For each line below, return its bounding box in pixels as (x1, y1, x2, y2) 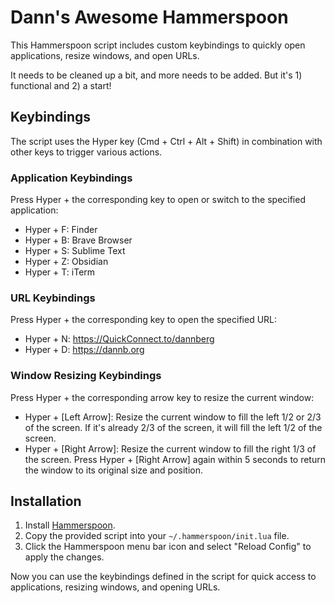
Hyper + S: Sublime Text (24, 245, 126, 257)
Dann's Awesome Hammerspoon (10, 6, 289, 29)
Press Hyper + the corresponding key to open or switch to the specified (10, 194, 306, 206)
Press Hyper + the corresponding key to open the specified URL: (10, 314, 278, 326)
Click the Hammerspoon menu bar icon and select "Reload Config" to (24, 541, 312, 553)
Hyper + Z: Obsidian (24, 256, 109, 268)
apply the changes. (24, 551, 105, 563)
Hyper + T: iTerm (24, 266, 96, 278)
